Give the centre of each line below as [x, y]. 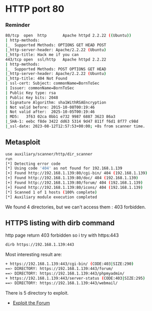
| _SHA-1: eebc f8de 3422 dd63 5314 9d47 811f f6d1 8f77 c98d [72, 122]
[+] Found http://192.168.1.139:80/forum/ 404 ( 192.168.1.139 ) [74, 183]
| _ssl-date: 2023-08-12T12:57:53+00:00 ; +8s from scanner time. [75, 126]
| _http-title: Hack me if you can [42, 54]
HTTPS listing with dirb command [60, 223]
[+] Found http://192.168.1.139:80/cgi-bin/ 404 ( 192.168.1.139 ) [76, 173]
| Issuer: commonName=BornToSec [40, 88]
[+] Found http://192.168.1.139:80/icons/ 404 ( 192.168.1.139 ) [74, 187]
